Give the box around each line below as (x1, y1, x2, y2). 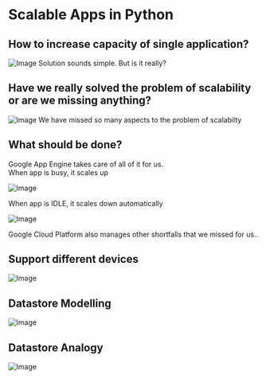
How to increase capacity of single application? (8, 37, 249, 51)
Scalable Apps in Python (8, 6, 174, 24)
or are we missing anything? (8, 94, 152, 107)
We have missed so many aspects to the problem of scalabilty (38, 115, 242, 124)
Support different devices (8, 252, 139, 266)
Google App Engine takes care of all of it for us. (8, 159, 164, 169)
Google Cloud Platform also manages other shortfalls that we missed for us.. (8, 229, 259, 239)
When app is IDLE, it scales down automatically (8, 198, 163, 208)
